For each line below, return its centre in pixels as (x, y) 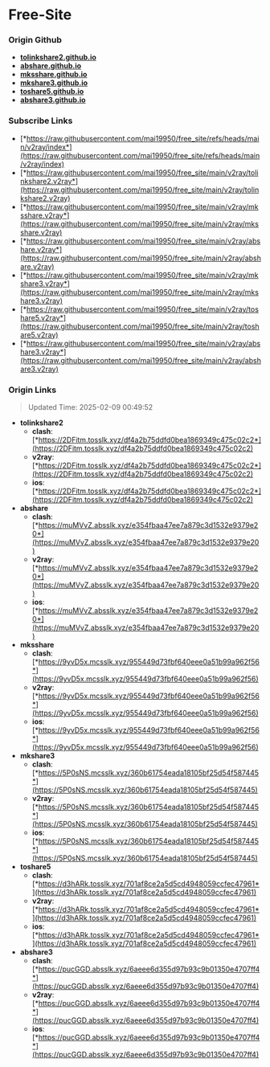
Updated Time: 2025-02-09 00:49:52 (90, 407)
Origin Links (33, 390)
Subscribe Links (41, 121)
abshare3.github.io (53, 100)
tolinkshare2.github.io (58, 57)
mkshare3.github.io (54, 83)
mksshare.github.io (53, 75)
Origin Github (35, 40)
